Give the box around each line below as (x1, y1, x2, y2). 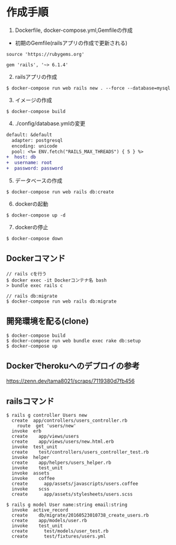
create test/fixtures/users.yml (11, 534, 106, 540)
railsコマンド (6, 396, 55, 406)
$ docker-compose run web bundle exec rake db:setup (6, 337, 141, 343)
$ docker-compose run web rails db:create (6, 189, 114, 196)
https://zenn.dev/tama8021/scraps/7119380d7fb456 (6, 377, 135, 384)
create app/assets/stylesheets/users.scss (11, 491, 133, 497)
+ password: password (6, 165, 63, 171)
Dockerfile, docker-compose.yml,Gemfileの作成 (14, 26, 133, 34)
